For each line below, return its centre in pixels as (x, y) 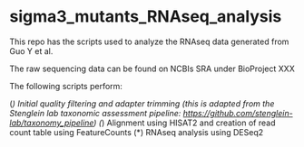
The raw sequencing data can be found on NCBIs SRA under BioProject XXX (152, 69)
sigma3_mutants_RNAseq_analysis (146, 17)
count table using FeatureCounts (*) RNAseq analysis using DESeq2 (137, 132)
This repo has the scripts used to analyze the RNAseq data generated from (149, 41)
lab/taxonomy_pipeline (52, 123)
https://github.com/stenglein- (238, 113)
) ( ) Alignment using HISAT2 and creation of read (185, 123)
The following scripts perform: (66, 86)
